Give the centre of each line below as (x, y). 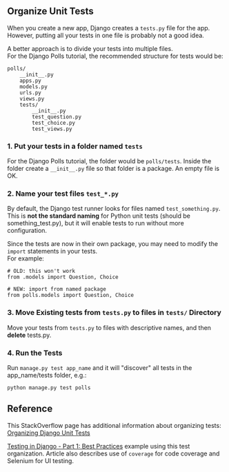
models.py (34, 86)
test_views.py (52, 129)
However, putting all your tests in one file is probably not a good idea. (106, 35)
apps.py (30, 81)
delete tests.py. (29, 335)
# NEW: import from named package (57, 289)
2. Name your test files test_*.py (63, 194)
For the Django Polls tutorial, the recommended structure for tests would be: (115, 56)
